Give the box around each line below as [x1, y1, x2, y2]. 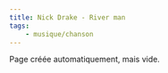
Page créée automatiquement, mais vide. [9, 54, 161, 65]
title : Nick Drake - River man [9, 12, 126, 22]
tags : [9, 21, 29, 30]
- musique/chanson [25, 29, 94, 38]
